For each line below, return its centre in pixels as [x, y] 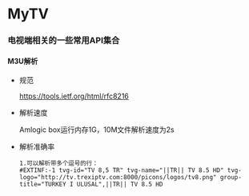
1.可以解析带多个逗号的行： [58, 164]
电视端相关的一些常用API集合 [64, 41]
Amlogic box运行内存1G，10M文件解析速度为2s [96, 130]
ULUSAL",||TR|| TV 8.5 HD [120, 185]
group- [231, 178]
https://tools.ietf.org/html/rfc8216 [74, 96]
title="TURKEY [42, 185]
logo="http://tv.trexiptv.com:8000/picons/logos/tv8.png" [118, 178]
